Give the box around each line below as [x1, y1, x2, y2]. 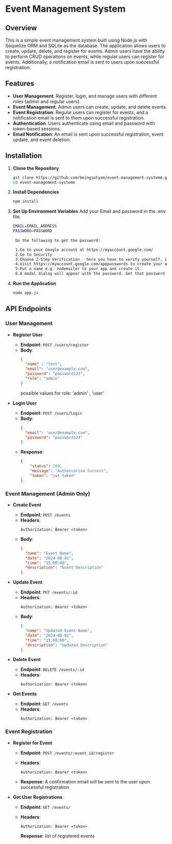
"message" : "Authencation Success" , [30, 468, 108, 474]
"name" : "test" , [25, 361, 63, 367]
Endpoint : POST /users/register [20, 341, 89, 348]
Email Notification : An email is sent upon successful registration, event [12, 131, 164, 137]
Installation [5, 151, 42, 160]
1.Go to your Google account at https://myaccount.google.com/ [15, 247, 154, 252]
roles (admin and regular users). [12, 98, 81, 104]
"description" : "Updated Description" [25, 642, 108, 647]
